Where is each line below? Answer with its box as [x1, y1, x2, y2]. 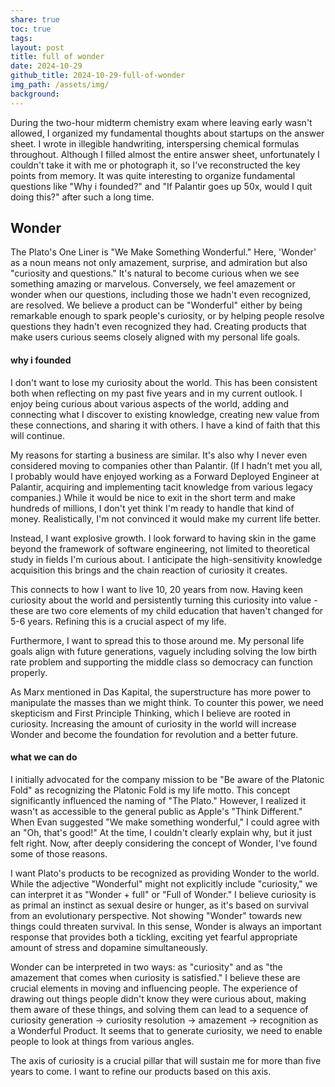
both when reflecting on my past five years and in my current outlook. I [10, 387, 303, 399]
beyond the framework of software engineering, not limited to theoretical [10, 542, 310, 555]
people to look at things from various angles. [10, 1035, 195, 1047]
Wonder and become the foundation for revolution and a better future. [10, 728, 299, 740]
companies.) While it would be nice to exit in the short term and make [10, 491, 296, 503]
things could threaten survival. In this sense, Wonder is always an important [10, 920, 322, 932]
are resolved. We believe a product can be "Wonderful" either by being [10, 299, 303, 311]
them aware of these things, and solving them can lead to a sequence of [10, 1003, 309, 1015]
